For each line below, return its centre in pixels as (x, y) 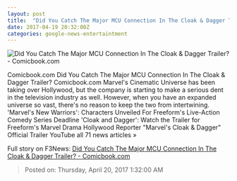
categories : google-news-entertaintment (68, 34)
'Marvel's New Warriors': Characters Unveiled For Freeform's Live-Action (114, 112)
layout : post (26, 14)
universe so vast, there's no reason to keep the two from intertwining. (109, 105)
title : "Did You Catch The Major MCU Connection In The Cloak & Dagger (116, 21)
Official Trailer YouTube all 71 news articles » (72, 135)
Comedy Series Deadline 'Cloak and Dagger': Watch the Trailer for (104, 120)
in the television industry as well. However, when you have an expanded (112, 98)
